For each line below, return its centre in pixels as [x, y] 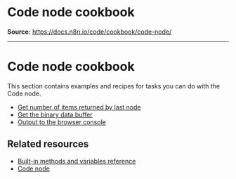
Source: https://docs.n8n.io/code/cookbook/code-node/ [90, 32]
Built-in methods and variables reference [77, 161]
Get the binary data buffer [55, 114]
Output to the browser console [62, 122]
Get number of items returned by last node [79, 107]
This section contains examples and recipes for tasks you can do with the [113, 86]
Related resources [48, 144]
